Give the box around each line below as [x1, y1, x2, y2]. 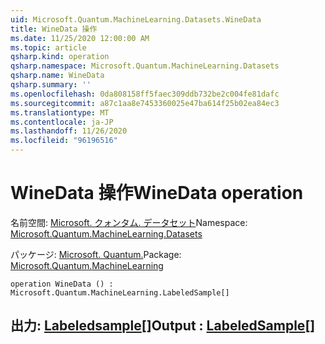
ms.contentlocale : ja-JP [10, 117, 114, 127]
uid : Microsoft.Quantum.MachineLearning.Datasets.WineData [10, 14, 262, 25]
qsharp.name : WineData [10, 71, 105, 81]
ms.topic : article [10, 42, 87, 53]
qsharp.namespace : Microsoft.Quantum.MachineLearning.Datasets [10, 61, 280, 71]
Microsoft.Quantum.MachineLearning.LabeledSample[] [10, 287, 230, 298]
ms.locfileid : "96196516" [10, 136, 118, 146]
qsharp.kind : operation [10, 52, 110, 62]
